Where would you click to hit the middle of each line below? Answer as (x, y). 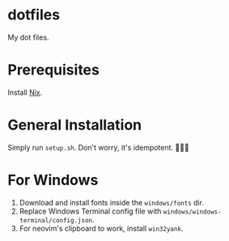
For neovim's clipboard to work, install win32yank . (101, 228)
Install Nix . (25, 92)
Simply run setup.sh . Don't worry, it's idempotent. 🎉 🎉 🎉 (98, 147)
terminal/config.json (55, 220)
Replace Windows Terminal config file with (90, 211)
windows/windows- (192, 212)
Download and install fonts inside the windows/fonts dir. (111, 202)
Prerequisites (54, 70)
